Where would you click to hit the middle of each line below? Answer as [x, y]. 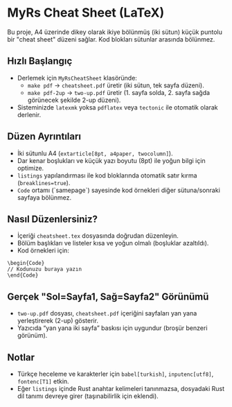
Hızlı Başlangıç [40, 61]
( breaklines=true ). [44, 182]
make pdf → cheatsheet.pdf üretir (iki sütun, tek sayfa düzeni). [116, 85]
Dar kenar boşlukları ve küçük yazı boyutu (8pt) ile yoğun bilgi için [111, 160]
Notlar [21, 357]
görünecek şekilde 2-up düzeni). [74, 100]
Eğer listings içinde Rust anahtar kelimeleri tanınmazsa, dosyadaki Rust [121, 389]
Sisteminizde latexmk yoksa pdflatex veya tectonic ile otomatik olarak [117, 107]
